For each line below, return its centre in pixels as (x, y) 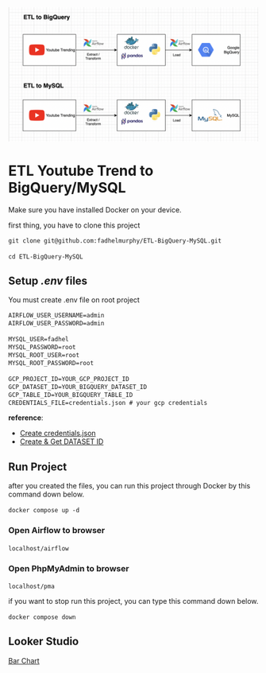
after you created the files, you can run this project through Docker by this (129, 486)
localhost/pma (32, 586)
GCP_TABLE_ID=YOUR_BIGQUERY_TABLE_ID (71, 395)
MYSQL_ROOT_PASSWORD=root (51, 364)
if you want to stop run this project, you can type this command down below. (133, 601)
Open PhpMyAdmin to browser (69, 568)
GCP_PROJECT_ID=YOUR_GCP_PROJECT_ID (69, 379)
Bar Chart (24, 660)
